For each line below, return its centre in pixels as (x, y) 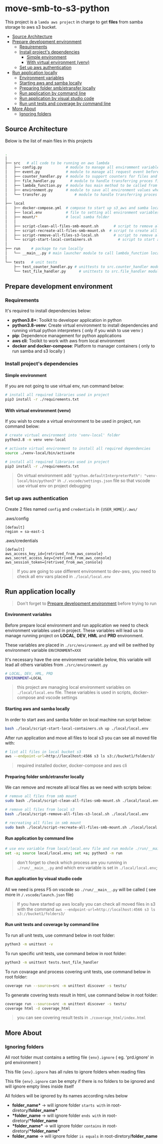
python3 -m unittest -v (29, 945)
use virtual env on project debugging (54, 486)
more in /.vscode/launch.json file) (39, 895)
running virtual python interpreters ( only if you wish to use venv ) (77, 331)
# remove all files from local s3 (40, 810)
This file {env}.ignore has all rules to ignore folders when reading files (75, 1072)
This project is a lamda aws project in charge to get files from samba (74, 22)
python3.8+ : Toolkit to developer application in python (67, 320)
